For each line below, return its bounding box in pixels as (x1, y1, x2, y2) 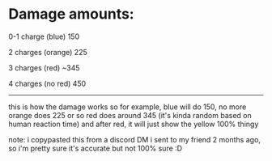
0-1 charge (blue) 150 (8, 32, 79, 41)
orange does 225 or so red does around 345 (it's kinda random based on (8, 110, 253, 120)
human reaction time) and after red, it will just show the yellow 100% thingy (8, 119, 259, 129)
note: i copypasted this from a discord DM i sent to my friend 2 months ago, (8, 134, 261, 144)
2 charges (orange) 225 (8, 47, 87, 57)
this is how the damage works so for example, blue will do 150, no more (8, 102, 247, 112)
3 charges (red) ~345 (8, 62, 80, 73)
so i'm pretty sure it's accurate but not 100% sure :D (8, 143, 183, 153)
